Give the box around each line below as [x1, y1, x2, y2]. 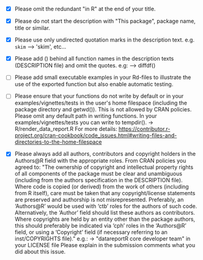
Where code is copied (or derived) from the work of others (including [14, 183, 189, 190]
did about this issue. [14, 248, 66, 256]
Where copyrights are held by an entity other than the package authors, [14, 215, 196, 223]
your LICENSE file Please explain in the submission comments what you [14, 242, 196, 249]
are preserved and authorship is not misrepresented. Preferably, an [14, 196, 184, 204]
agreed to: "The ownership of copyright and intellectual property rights [14, 163, 194, 171]
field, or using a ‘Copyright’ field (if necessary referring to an [14, 229, 168, 236]
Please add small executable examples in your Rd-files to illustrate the [14, 73, 191, 81]
